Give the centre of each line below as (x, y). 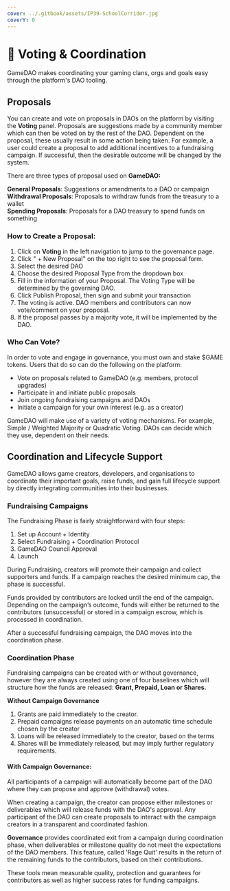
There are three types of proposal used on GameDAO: (84, 176)
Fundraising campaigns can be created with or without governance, (103, 673)
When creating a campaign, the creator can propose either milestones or (110, 802)
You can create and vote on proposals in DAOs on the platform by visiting (111, 118)
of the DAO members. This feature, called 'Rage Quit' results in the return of (114, 852)
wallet (15, 204)
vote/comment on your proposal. (64, 310)
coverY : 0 (21, 20)
